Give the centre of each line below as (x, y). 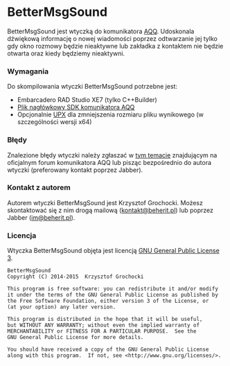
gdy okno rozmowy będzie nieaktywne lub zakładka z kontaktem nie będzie (115, 46)
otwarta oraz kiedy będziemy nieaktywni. (66, 53)
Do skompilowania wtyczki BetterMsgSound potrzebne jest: (92, 87)
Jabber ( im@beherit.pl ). (41, 217)
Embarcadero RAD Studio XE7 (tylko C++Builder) (87, 100)
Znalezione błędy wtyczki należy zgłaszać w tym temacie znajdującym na (112, 155)
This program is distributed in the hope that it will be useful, (105, 320)
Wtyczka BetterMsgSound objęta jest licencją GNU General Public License (113, 251)
